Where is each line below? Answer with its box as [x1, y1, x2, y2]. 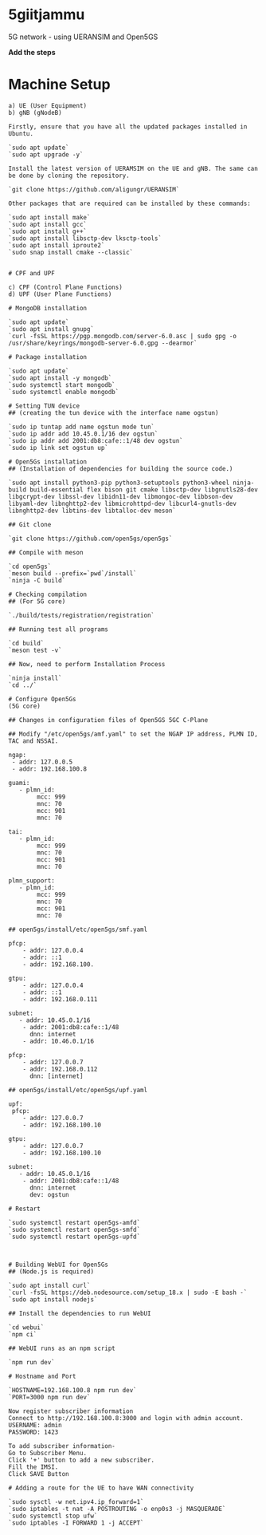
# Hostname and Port [8, 1372, 77, 1380]
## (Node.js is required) [8, 1267, 94, 1276]
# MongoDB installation [8, 304, 88, 312]
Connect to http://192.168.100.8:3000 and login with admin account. [8, 1414, 244, 1422]
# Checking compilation [8, 590, 88, 598]
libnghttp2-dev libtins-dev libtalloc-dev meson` [8, 507, 177, 515]
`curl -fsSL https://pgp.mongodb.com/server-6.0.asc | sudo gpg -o [8, 332, 237, 340]
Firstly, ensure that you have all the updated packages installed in [8, 122, 248, 131]
